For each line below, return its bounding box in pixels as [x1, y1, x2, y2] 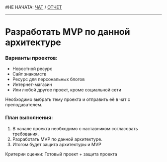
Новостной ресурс [12, 66, 53, 72]
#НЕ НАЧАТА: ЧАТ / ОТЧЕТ [5, 4, 62, 10]
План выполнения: [5, 114, 53, 121]
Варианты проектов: [5, 55, 58, 62]
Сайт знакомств [12, 71, 47, 77]
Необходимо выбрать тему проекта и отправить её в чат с [5, 96, 131, 102]
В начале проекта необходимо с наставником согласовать [12, 125, 138, 131]
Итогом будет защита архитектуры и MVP [12, 141, 101, 147]
